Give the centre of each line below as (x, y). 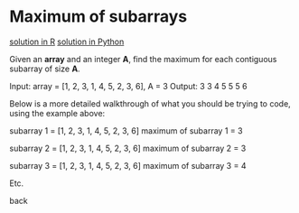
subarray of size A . (45, 69)
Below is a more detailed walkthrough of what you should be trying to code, (150, 103)
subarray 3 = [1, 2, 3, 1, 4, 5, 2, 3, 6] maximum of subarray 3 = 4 (128, 165)
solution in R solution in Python (67, 42)
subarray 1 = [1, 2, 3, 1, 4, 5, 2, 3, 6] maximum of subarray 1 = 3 (126, 130)
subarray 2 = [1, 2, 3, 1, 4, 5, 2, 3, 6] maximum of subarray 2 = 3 (128, 148)
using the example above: (57, 113)
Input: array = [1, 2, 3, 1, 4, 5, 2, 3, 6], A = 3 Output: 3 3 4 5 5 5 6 (128, 86)
